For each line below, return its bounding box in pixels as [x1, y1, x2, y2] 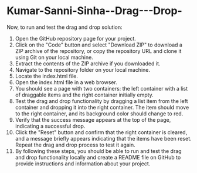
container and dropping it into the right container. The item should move [15, 104, 189, 111]
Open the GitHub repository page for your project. [15, 35, 137, 42]
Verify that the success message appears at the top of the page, [15, 116, 171, 123]
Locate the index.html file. [15, 72, 78, 79]
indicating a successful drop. [15, 122, 86, 129]
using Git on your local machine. [15, 54, 93, 61]
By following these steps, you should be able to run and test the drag [15, 147, 182, 154]
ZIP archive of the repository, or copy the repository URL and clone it [15, 47, 182, 54]
